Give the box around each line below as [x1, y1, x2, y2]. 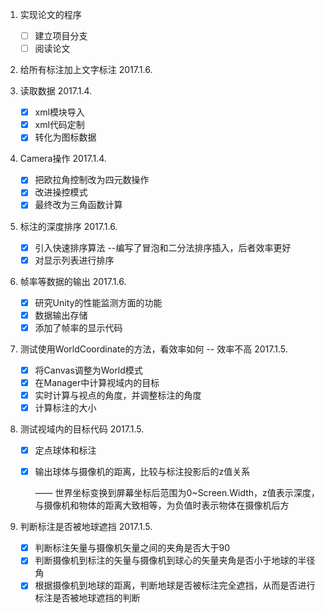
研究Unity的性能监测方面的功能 [34, 296, 163, 308]
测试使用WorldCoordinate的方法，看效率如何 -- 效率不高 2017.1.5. [19, 343, 288, 355]
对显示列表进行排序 [34, 254, 115, 266]
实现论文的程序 [19, 9, 82, 20]
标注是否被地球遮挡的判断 [34, 592, 141, 604]
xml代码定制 [34, 119, 85, 131]
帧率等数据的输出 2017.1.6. [19, 275, 127, 287]
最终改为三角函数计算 [34, 199, 123, 211]
